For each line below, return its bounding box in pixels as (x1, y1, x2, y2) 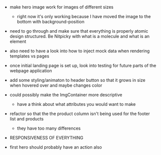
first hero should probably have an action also (9, 144, 102, 150)
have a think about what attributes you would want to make (17, 101, 136, 107)
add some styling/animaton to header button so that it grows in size (9, 77, 145, 83)
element (9, 39, 26, 44)
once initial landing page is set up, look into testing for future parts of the (9, 63, 157, 68)
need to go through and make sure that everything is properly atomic (9, 28, 149, 34)
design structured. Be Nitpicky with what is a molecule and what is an (9, 34, 150, 39)
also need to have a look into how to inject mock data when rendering (9, 48, 150, 54)
